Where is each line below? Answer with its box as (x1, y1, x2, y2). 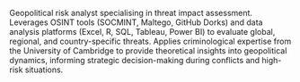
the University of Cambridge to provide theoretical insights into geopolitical (9, 45, 287, 56)
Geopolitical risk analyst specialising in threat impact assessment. (9, 8, 253, 18)
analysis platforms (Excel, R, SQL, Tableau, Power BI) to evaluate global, (9, 27, 276, 37)
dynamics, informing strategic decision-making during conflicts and (9, 55, 260, 65)
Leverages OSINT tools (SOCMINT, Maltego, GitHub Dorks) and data (9, 17, 263, 28)
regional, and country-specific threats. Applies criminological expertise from (9, 36, 292, 46)
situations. (24, 64, 64, 75)
